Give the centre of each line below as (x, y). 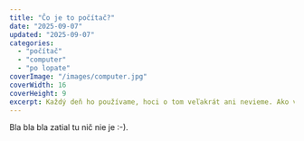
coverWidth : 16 (38, 85)
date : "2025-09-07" (46, 26)
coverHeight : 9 (38, 93)
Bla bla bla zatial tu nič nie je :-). (69, 127)
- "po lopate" (44, 69)
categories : (32, 43)
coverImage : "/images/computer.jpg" (78, 77)
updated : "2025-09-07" (52, 34)
